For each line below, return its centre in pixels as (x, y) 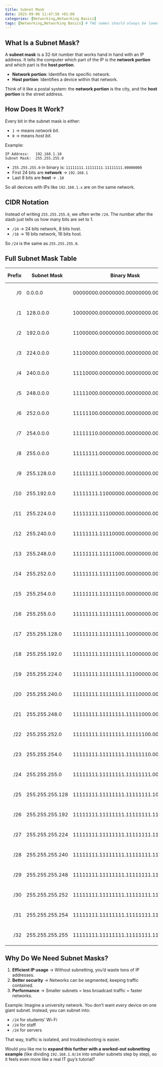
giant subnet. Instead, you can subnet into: (48, 1011)
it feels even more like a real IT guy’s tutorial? (50, 1059)
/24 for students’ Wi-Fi (34, 1020)
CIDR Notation (27, 202)
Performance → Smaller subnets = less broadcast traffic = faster (77, 991)
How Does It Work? (34, 109)
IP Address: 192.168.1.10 (33, 154)
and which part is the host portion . (40, 65)
